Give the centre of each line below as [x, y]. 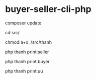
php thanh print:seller [27, 52]
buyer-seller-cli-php [48, 9]
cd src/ [12, 32]
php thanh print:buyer [27, 61]
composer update [23, 23]
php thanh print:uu [24, 71]
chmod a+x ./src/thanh [29, 42]
